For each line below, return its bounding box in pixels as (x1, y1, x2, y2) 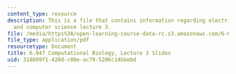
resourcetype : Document (7, 43, 77, 50)
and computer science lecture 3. (13, 23, 112, 30)
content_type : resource (7, 10, 77, 18)
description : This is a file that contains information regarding (7, 17, 206, 24)
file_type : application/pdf (7, 37, 90, 44)
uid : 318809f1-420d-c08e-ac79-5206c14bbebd (7, 56, 137, 63)
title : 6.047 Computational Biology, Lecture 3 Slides (7, 50, 171, 57)
